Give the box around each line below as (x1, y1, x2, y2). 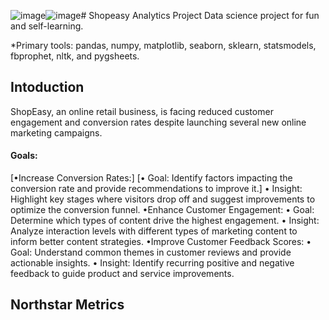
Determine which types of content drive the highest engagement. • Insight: (10, 215, 320, 227)
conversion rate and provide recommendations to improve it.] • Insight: (10, 183, 303, 195)
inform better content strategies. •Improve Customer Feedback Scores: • (10, 236, 312, 248)
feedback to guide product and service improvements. (10, 268, 235, 280)
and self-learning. (10, 20, 84, 32)
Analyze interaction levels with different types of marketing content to (10, 225, 298, 237)
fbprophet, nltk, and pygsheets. (10, 50, 140, 62)
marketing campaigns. (10, 126, 103, 139)
